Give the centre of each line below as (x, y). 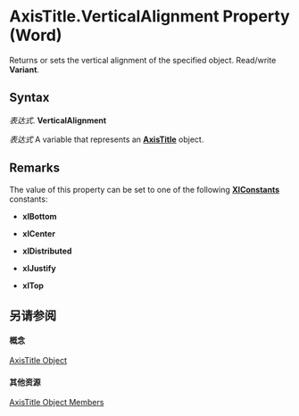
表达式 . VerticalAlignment (58, 120)
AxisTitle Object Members (57, 403)
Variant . (25, 70)
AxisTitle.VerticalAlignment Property (149, 17)
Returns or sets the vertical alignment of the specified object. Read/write (143, 60)
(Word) (36, 35)
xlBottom (39, 216)
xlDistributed (47, 251)
